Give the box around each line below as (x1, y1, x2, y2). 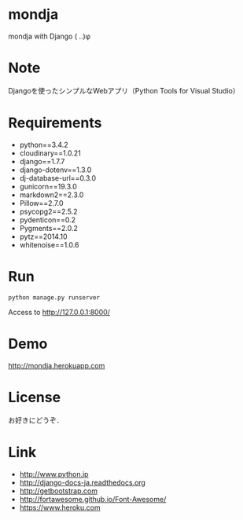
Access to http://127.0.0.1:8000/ (8, 307, 110, 317)
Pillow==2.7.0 (19, 198, 64, 207)
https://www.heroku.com (19, 503, 101, 512)
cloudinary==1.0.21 (19, 148, 81, 158)
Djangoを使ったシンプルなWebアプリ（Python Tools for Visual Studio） (8, 86, 240, 95)
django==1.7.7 (19, 156, 65, 166)
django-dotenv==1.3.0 (19, 165, 92, 174)
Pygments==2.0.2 (19, 223, 79, 233)
